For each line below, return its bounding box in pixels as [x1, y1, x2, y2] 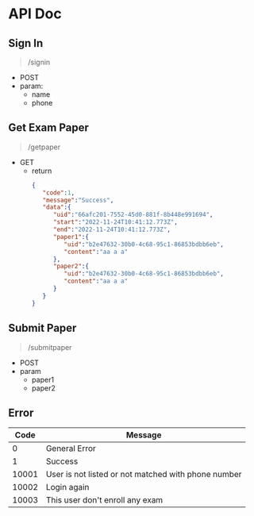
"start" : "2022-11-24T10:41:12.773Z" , [52, 218, 179, 226]
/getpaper [27, 142, 61, 152]
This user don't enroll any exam [45, 495, 164, 506]
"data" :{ [42, 203, 71, 211]
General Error [45, 443, 97, 454]
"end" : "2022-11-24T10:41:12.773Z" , [52, 225, 171, 234]
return [31, 166, 52, 175]
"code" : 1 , [42, 188, 75, 197]
